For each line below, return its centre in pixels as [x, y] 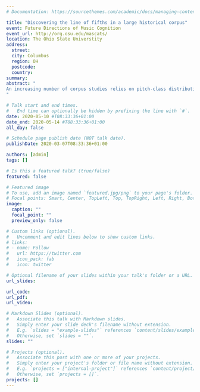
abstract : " [21, 84]
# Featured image [28, 187]
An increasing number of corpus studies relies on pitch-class [86, 89]
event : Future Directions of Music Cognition [63, 28]
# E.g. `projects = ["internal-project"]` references [77, 369]
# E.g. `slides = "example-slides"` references [69, 330]
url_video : [20, 303]
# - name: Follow [28, 248]
